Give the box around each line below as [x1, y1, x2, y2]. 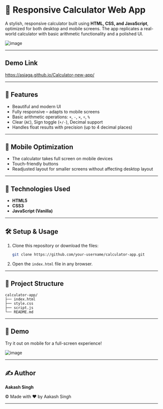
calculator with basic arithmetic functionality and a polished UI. [17, 31, 144, 37]
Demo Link [5, 59, 38, 67]
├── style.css [5, 301, 34, 306]
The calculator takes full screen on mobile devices [12, 156, 113, 162]
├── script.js [5, 305, 34, 310]
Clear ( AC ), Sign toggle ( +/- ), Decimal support [12, 119, 103, 125]
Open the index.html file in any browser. [12, 260, 93, 267]
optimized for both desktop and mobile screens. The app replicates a [5, 25, 143, 31]
